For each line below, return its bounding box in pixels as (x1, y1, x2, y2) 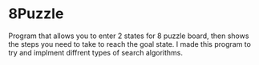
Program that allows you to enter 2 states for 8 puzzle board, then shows (8, 31, 249, 40)
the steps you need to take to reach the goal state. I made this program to (8, 39, 251, 48)
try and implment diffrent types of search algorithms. (8, 48, 183, 57)
